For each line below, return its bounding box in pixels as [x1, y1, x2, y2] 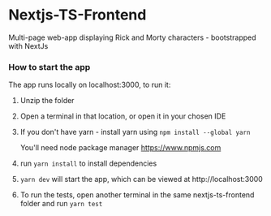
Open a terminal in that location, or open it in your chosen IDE [19, 111, 226, 121]
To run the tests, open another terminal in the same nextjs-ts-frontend [19, 190, 255, 200]
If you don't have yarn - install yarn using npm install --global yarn [19, 127, 251, 137]
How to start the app [8, 61, 91, 72]
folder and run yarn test [19, 199, 103, 209]
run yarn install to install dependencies [19, 158, 157, 168]
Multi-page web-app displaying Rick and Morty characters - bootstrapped [8, 32, 257, 42]
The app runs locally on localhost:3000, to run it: [8, 80, 171, 90]
